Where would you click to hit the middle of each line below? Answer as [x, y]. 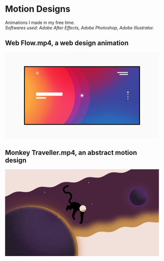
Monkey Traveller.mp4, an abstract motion [71, 152]
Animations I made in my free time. [40, 22]
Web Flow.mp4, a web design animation [67, 43]
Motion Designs [38, 9]
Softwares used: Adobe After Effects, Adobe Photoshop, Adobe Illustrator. [80, 27]
